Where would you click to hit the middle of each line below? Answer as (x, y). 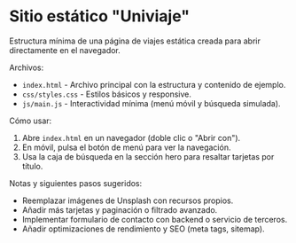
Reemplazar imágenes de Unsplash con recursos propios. (128, 200)
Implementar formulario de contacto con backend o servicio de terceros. (155, 219)
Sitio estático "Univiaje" (100, 16)
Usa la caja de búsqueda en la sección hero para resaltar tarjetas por (148, 156)
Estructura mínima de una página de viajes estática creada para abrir (135, 41)
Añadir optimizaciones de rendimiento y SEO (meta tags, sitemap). (143, 229)
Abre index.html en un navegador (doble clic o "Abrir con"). (131, 137)
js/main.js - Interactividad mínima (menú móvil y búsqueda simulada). (151, 103)
